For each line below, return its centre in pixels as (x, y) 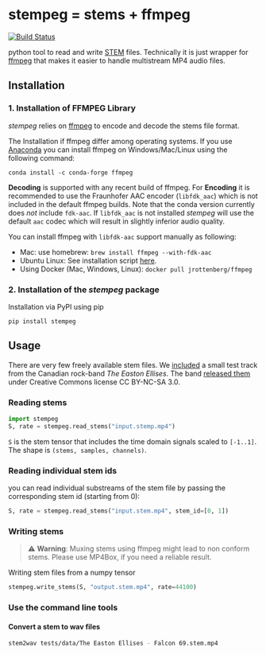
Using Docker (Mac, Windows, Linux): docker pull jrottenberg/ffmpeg (136, 269)
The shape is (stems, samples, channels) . (77, 450)
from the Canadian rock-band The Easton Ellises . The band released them (129, 373)
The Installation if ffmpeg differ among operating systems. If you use (120, 141)
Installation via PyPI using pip (56, 306)
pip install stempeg (42, 321)
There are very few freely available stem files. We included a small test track (133, 365)
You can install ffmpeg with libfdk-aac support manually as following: (122, 236)
